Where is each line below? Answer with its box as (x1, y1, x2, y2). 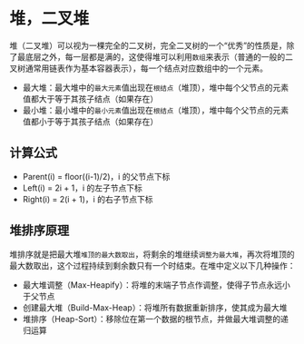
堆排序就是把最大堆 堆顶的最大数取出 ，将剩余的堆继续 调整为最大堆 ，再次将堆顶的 (9, 249, 295, 260)
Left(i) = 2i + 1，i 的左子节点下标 (22, 182, 142, 193)
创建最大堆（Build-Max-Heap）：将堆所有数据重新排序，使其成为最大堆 (22, 301, 288, 313)
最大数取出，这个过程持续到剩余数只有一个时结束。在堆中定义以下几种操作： (9, 260, 296, 270)
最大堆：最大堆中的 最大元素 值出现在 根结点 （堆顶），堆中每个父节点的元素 (22, 82, 289, 93)
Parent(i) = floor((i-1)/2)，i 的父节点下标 (22, 171, 171, 182)
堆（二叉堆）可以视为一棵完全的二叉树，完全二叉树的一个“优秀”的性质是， (9, 40, 288, 51)
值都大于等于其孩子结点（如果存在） (22, 93, 159, 104)
